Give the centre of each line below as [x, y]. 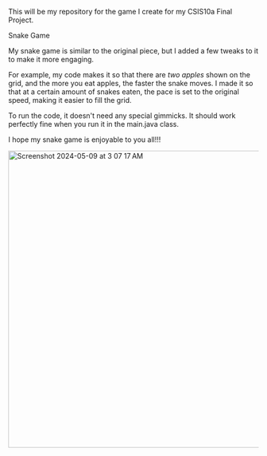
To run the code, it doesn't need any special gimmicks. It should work [122, 116]
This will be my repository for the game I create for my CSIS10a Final [120, 12]
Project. [21, 20]
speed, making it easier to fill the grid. [70, 100]
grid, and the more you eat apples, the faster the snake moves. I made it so [131, 83]
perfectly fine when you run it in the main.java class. [94, 124]
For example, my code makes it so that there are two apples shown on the [129, 75]
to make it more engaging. [51, 59]
